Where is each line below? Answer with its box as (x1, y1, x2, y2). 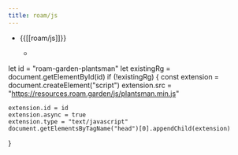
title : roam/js (8, 11, 58, 20)
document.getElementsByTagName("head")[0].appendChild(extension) (8, 124, 231, 132)
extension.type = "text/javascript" (8, 117, 128, 126)
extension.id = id (8, 104, 69, 112)
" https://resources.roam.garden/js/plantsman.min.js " (8, 88, 180, 98)
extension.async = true (8, 111, 87, 119)
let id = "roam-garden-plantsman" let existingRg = (8, 64, 171, 73)
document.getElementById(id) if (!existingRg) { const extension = (8, 72, 219, 81)
